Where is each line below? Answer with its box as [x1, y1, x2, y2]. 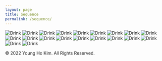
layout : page [5, 7, 32, 12]
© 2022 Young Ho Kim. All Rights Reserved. [5, 50, 95, 56]
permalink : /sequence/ [5, 16, 52, 21]
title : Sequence [5, 12, 39, 17]
